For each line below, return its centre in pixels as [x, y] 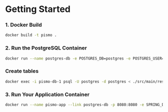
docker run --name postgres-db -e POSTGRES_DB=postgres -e [68, 58]
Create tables [22, 71]
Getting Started [38, 9]
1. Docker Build [23, 25]
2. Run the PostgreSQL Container [46, 48]
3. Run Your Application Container [47, 94]
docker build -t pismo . [31, 35]
